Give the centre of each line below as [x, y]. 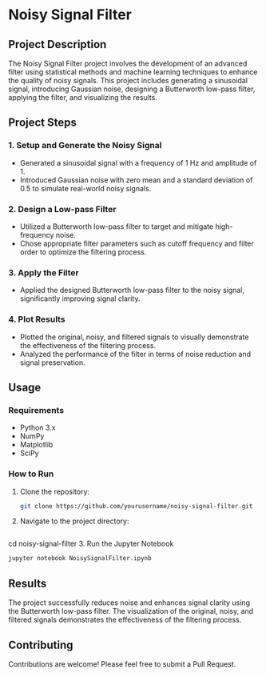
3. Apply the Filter [44, 272]
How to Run [31, 474]
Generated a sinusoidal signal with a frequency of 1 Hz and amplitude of [138, 162]
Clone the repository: [55, 491]
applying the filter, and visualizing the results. [83, 97]
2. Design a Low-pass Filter [62, 209]
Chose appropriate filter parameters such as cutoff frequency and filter [137, 243]
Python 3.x [38, 428]
